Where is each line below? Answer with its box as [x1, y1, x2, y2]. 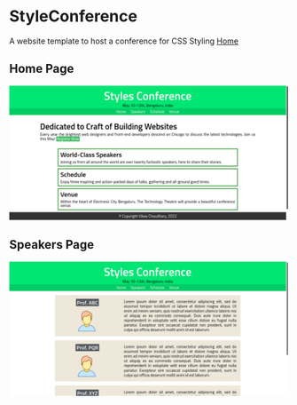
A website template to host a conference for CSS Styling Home [9, 36, 239, 46]
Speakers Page [9, 237, 95, 252]
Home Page [9, 61, 74, 76]
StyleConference [9, 6, 137, 27]
